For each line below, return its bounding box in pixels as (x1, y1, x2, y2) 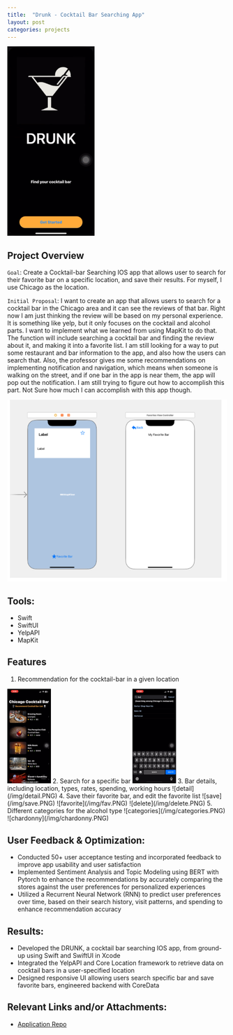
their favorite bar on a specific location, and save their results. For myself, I (7, 276, 222, 284)
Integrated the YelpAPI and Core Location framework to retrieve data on (17, 959, 224, 967)
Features (7, 656, 47, 668)
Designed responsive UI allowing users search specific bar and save (17, 973, 214, 982)
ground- (198, 944, 222, 952)
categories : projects (7, 26, 70, 33)
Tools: (7, 595, 35, 607)
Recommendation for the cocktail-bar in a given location (17, 675, 179, 683)
